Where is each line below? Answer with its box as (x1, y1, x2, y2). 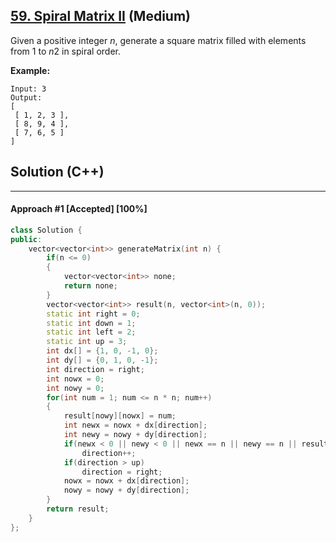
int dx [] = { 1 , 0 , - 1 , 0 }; (46, 346, 159, 356)
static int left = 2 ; (46, 327, 137, 338)
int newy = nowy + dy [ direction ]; (63, 430, 208, 440)
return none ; (63, 281, 118, 291)
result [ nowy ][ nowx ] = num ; (63, 411, 177, 421)
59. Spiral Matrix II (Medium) (10, 8, 192, 25)
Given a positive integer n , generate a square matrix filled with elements (10, 34, 307, 46)
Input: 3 (10, 84, 47, 94)
